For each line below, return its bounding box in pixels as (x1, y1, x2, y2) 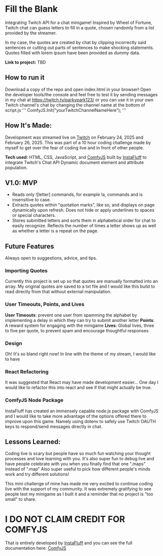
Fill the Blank (5, 3, 58, 15)
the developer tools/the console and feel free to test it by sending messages (5, 91, 158, 97)
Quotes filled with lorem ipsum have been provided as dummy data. (5, 50, 141, 56)
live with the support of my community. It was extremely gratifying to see (5, 486, 152, 492)
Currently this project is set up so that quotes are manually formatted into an (5, 278, 158, 284)
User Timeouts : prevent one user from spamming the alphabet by (5, 312, 137, 318)
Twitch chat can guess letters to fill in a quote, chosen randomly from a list (5, 24, 155, 30)
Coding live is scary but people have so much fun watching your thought (5, 450, 151, 456)
